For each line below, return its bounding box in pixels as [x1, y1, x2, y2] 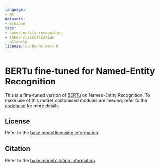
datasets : [5, 16, 26, 21]
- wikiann [5, 21, 26, 26]
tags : [5, 26, 16, 31]
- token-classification [5, 35, 54, 40]
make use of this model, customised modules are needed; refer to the [5, 97, 148, 103]
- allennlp [5, 40, 28, 44]
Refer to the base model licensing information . [5, 130, 100, 136]
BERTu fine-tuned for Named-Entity [5, 65, 155, 77]
